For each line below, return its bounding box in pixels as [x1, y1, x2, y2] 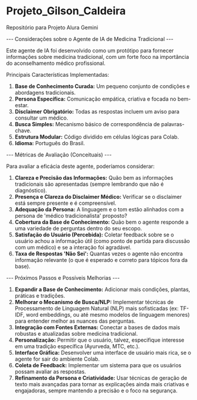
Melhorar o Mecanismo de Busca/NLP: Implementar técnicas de [14, 298, 174, 305]
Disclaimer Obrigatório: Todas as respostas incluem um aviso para [14, 108, 180, 115]
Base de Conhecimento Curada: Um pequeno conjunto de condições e [14, 82, 190, 90]
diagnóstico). [14, 186, 47, 194]
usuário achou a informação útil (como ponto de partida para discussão [14, 237, 190, 245]
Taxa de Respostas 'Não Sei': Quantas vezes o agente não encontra [14, 250, 183, 257]
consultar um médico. [14, 114, 68, 121]
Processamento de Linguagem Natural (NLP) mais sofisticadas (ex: [14, 305, 179, 312]
